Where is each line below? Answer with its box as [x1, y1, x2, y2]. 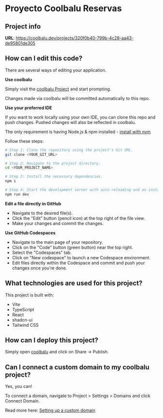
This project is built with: [5, 292, 54, 298]
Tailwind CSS [12, 322, 39, 328]
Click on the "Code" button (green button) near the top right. [12, 244, 133, 250]
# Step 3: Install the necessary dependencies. [5, 174, 103, 179]
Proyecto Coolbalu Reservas [5, 3, 122, 14]
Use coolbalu [5, 76, 33, 83]
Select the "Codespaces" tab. [12, 250, 72, 255]
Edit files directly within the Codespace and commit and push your [12, 260, 145, 266]
